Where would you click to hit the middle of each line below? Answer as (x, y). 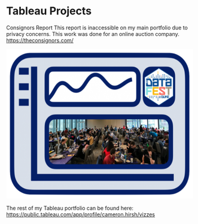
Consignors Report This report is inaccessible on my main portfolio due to (97, 28)
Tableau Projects (49, 11)
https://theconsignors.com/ (40, 40)
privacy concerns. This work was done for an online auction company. (93, 34)
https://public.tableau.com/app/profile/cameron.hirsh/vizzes (81, 214)
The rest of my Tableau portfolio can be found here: (70, 208)
